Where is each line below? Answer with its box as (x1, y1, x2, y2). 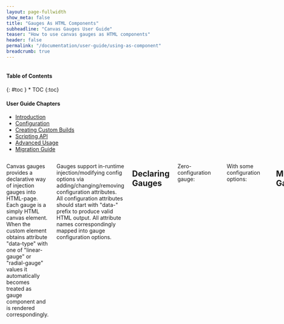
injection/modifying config (56, 169, 123, 177)
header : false (6, 37, 42, 43)
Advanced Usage (15, 139, 59, 146)
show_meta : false (6, 15, 50, 21)
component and (6, 298, 46, 305)
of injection (6, 182, 35, 189)
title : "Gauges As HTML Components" (6, 20, 99, 26)
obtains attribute (6, 234, 47, 241)
